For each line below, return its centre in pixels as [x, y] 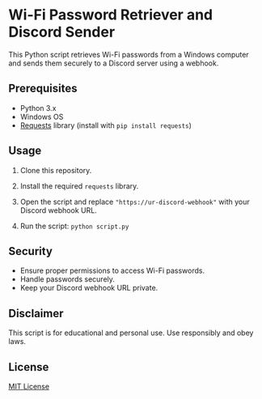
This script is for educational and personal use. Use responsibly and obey [131, 333]
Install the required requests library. [79, 186]
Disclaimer [36, 313]
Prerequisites [43, 89]
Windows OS [42, 117]
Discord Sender [62, 32]
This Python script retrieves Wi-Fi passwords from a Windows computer [129, 54]
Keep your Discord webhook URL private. [89, 288]
